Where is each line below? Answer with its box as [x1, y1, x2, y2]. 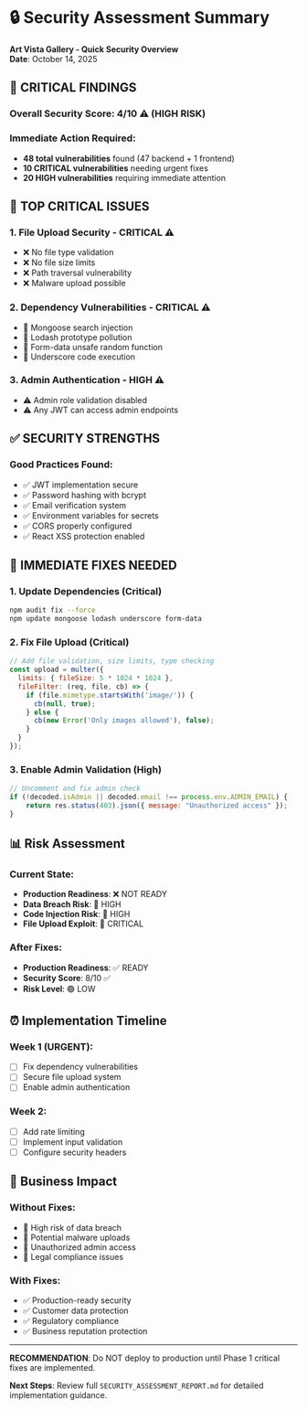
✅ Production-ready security [22, 1295, 132, 1306]
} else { [26, 708, 59, 717]
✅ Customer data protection [22, 1305, 130, 1316]
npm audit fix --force [9, 605, 96, 615]
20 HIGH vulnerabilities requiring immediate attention [22, 172, 227, 183]
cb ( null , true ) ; [33, 699, 96, 709]
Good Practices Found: [9, 458, 113, 471]
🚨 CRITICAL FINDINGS [9, 80, 137, 96]
